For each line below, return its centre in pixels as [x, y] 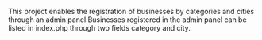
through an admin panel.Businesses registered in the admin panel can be [128, 20]
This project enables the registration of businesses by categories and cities [131, 11]
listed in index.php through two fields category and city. [99, 28]
